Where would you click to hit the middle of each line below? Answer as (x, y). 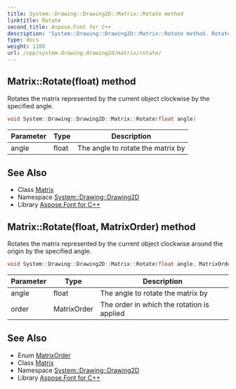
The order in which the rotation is (155, 305)
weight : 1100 (26, 46)
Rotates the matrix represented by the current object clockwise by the (109, 98)
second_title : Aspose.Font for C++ (59, 27)
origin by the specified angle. (50, 251)
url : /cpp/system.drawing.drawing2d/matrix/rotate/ (84, 53)
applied (112, 314)
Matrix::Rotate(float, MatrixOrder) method (101, 227)
